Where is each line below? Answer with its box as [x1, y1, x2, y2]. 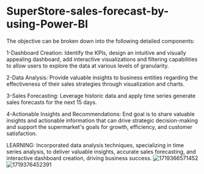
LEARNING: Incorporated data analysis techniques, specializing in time [6, 141, 184, 148]
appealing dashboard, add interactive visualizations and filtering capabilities [6, 55, 198, 63]
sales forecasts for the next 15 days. [6, 99, 97, 106]
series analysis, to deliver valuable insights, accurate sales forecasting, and [6, 148, 197, 155]
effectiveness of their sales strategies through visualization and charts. [6, 80, 185, 88]
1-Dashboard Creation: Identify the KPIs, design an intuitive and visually [6, 49, 186, 56]
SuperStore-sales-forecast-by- [6, 4, 169, 18]
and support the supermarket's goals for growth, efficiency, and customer [6, 123, 193, 130]
